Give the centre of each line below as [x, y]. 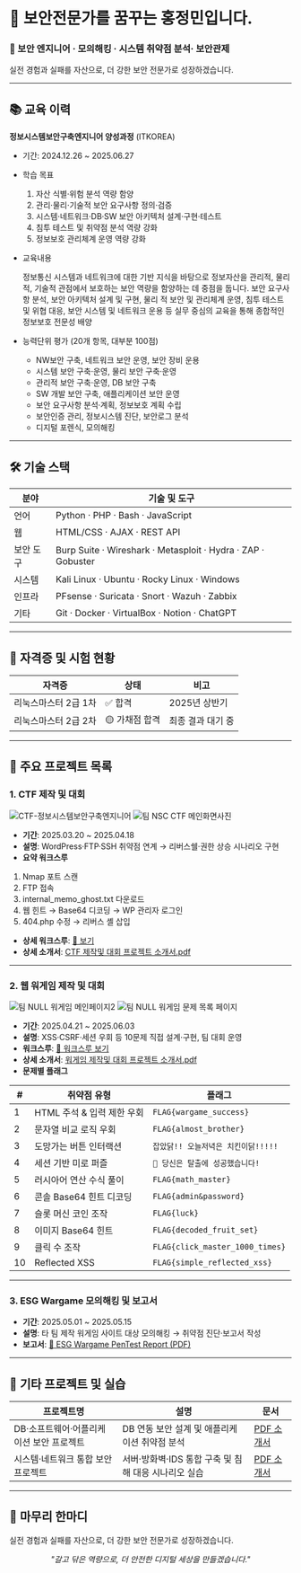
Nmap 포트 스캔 [50, 876]
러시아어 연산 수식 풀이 [79, 1180]
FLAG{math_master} [192, 1179]
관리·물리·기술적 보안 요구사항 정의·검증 [104, 205]
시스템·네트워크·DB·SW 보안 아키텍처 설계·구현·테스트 [129, 217]
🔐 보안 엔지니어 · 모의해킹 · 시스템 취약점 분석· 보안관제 [120, 49]
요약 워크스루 [45, 857]
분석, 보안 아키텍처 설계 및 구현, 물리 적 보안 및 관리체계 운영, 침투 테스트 [158, 300]
